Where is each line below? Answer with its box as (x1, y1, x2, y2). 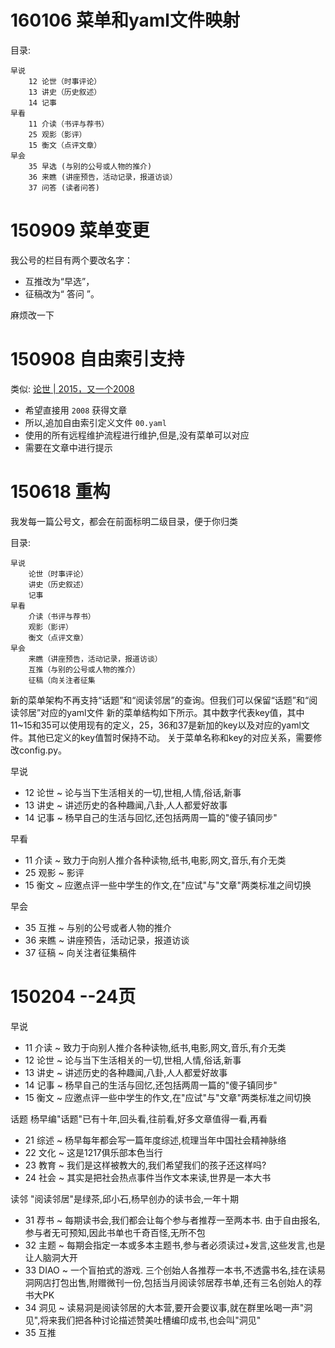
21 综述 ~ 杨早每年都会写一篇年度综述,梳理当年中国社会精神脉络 (24, 1134, 287, 1146)
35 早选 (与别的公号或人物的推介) (28, 161, 153, 171)
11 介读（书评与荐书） (28, 119, 110, 129)
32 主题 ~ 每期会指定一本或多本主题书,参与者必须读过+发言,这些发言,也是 (24, 1239, 326, 1251)
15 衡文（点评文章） (28, 140, 102, 150)
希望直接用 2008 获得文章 (24, 404, 128, 416)
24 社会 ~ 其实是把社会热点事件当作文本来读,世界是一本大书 (24, 1171, 272, 1183)
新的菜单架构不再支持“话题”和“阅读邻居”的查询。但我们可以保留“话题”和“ (10, 694, 310, 706)
